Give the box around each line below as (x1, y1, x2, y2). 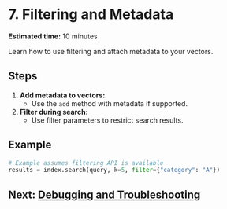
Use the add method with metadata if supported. (31, 98, 188, 108)
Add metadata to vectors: (19, 90, 106, 100)
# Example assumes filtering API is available (8, 159, 164, 167)
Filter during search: (19, 107, 88, 116)
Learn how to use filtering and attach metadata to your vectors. (8, 46, 214, 56)
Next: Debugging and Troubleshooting (8, 188, 201, 201)
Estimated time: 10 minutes (8, 31, 98, 41)
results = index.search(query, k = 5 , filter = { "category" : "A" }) (8, 167, 221, 174)
